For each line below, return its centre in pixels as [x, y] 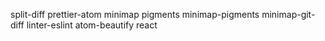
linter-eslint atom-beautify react [92, 25]
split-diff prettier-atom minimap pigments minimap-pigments [135, 14]
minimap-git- [288, 14]
